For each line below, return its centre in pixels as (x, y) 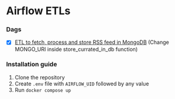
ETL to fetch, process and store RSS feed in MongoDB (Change (92, 42)
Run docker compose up (43, 90)
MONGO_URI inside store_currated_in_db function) (76, 49)
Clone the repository (40, 77)
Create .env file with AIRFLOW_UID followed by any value (82, 84)
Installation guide (32, 65)
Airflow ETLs (38, 11)
